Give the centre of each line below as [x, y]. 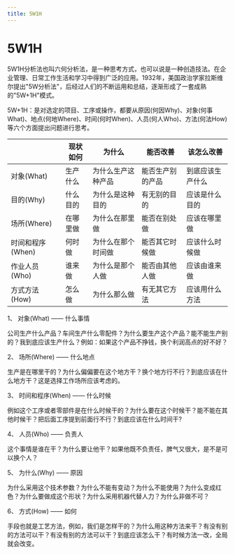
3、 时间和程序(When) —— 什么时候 [59, 395]
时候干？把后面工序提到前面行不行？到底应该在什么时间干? [98, 419]
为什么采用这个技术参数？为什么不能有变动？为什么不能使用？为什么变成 [111, 487]
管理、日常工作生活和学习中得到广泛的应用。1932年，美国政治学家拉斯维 [118, 77]
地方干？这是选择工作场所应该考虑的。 [68, 380]
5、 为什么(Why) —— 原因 [45, 472]
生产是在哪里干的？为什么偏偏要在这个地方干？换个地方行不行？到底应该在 [114, 372]
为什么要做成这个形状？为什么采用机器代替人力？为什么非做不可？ [114, 496]
